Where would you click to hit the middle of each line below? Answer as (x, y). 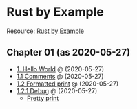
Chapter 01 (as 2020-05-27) (68, 52)
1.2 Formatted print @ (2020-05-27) (67, 84)
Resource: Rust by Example (45, 31)
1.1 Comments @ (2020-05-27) (60, 76)
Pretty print (43, 98)
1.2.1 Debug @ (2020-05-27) (57, 90)
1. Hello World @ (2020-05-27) (60, 69)
